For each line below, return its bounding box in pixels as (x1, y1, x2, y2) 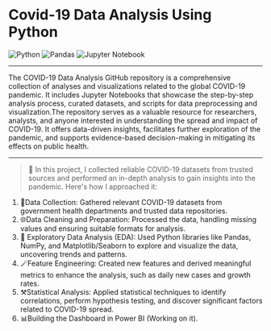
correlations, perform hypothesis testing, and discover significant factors (19, 295, 263, 305)
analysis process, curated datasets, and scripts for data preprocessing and (8, 98, 258, 108)
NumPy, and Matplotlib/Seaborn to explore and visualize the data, (19, 241, 239, 250)
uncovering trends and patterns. (19, 249, 127, 259)
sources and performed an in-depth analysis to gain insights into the (27, 173, 256, 182)
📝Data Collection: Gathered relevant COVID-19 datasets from (19, 197, 223, 207)
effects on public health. (8, 141, 90, 151)
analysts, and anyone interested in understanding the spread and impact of (8, 115, 258, 125)
